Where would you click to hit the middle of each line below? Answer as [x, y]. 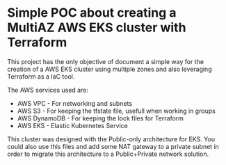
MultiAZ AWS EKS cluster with [97, 28]
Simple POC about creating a [92, 13]
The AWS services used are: [48, 90]
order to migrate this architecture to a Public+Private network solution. [108, 154]
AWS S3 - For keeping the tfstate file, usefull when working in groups [116, 111]
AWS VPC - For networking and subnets [75, 103]
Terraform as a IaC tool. [41, 76]
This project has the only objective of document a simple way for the [105, 61]
